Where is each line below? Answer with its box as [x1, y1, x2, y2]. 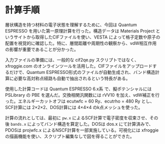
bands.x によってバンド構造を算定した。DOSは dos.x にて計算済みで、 [10, 121, 154, 127]
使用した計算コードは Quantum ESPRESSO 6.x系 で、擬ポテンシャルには [5, 86, 152, 92]
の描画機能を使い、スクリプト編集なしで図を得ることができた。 [5, 133, 134, 139]
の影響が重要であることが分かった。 [5, 46, 79, 52]
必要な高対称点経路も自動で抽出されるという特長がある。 [13, 75, 131, 81]
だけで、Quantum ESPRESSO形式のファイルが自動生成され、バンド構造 [9, 69, 155, 75]
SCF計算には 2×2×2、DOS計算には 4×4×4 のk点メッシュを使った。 [5, 104, 143, 110]
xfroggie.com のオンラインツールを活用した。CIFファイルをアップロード [5, 63, 153, 69]
